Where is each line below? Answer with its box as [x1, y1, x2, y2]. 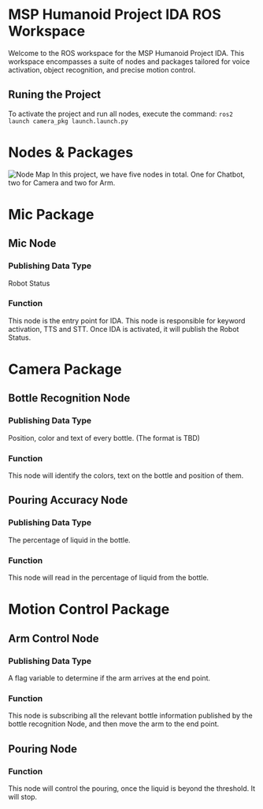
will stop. [8, 792, 38, 801]
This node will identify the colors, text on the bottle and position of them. [8, 471, 244, 480]
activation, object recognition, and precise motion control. [8, 65, 196, 74]
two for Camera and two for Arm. [8, 177, 116, 187]
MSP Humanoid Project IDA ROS [8, 6, 222, 24]
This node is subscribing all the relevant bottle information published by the [8, 711, 254, 721]
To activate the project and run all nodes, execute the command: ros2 [8, 109, 234, 118]
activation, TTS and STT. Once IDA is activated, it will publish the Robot [8, 324, 239, 334]
